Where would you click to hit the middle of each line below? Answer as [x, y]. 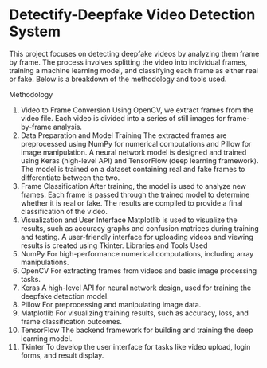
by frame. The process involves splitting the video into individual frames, [128, 62]
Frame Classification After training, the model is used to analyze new [133, 186]
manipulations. [45, 262]
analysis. [68, 127]
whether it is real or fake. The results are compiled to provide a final [132, 203]
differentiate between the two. [70, 178]
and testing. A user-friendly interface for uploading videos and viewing [137, 237]
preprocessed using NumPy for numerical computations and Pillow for [136, 143]
